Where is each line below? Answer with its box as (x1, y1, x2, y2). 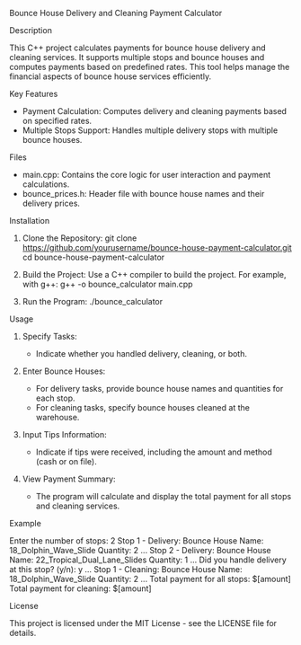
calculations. (22, 179, 70, 190)
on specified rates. (22, 116, 93, 126)
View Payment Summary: (22, 473, 116, 484)
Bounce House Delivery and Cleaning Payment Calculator (9, 8, 223, 18)
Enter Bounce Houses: (22, 366, 106, 376)
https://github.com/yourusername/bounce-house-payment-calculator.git (22, 243, 292, 252)
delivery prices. (22, 198, 81, 208)
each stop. (35, 393, 75, 403)
